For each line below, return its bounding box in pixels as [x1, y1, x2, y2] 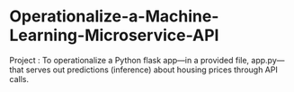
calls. [9, 73, 30, 84]
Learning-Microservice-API [9, 25, 219, 46]
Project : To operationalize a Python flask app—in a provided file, [9, 54, 250, 65]
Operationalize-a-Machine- [9, 6, 219, 27]
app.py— [251, 54, 285, 65]
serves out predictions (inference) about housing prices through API [25, 64, 279, 75]
